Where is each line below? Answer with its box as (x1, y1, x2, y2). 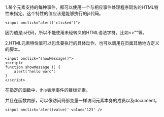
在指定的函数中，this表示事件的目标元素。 (5, 87, 90, 93)
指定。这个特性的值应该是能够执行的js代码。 (13, 10, 103, 16)
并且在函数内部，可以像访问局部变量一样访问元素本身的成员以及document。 (5, 98, 160, 103)
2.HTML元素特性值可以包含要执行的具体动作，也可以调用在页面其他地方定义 (5, 40, 160, 46)
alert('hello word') (14, 69, 56, 74)
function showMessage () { (5, 65, 61, 70)
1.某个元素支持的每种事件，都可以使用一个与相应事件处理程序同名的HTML (5, 4, 154, 10)
